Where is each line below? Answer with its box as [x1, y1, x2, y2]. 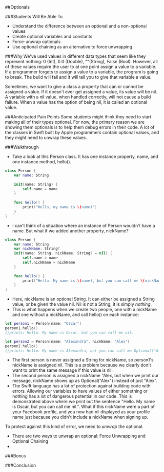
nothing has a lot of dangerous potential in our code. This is [12, 393, 132, 399]
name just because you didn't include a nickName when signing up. [12, 414, 148, 420]
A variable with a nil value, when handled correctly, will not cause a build [5, 94, 151, 100]
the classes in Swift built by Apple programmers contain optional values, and [5, 130, 160, 135]
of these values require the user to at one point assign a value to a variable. [5, 64, 157, 69]
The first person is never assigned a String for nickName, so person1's [12, 357, 154, 363]
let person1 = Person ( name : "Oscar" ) [5, 321, 82, 326]
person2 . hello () [5, 343, 38, 349]
